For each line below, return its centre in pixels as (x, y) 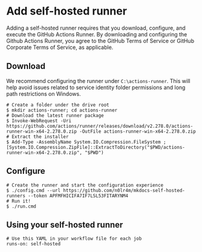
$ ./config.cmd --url (34, 190)
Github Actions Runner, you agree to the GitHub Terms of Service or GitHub (100, 41)
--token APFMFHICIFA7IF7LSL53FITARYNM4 (78, 196)
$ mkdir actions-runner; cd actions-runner (62, 110)
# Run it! (19, 201)
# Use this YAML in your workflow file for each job (74, 239)
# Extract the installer (37, 137)
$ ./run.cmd (21, 206)
